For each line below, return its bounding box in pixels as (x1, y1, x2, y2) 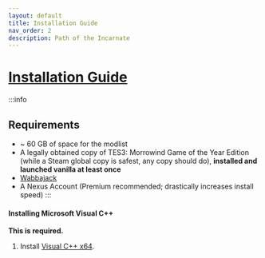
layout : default (8, 11, 62, 20)
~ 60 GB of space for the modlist (19, 139, 128, 149)
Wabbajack (19, 173, 57, 182)
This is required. (8, 226, 64, 236)
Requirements (8, 117, 80, 132)
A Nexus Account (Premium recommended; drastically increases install (19, 181, 254, 191)
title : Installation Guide (8, 19, 98, 27)
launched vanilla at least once (19, 165, 121, 174)
